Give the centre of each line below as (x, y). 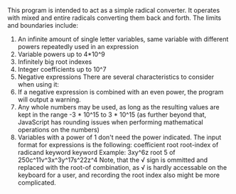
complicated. (37, 183)
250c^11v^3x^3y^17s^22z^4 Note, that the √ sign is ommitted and (113, 160)
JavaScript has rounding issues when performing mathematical (111, 122)
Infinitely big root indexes (55, 62)
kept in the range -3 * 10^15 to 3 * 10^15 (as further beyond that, (112, 114)
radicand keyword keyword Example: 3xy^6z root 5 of (96, 152)
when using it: (38, 84)
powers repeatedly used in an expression (78, 47)
